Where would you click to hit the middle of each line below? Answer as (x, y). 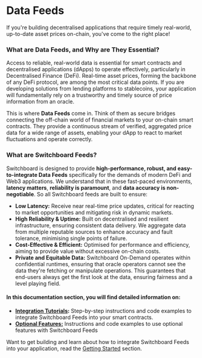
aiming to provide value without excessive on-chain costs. (88, 251)
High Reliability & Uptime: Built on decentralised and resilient (92, 219)
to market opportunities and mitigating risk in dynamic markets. (94, 212)
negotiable (20, 194)
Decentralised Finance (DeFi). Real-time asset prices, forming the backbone (101, 76)
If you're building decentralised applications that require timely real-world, (99, 27)
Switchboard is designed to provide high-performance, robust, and (92, 168)
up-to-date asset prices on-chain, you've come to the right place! (88, 33)
